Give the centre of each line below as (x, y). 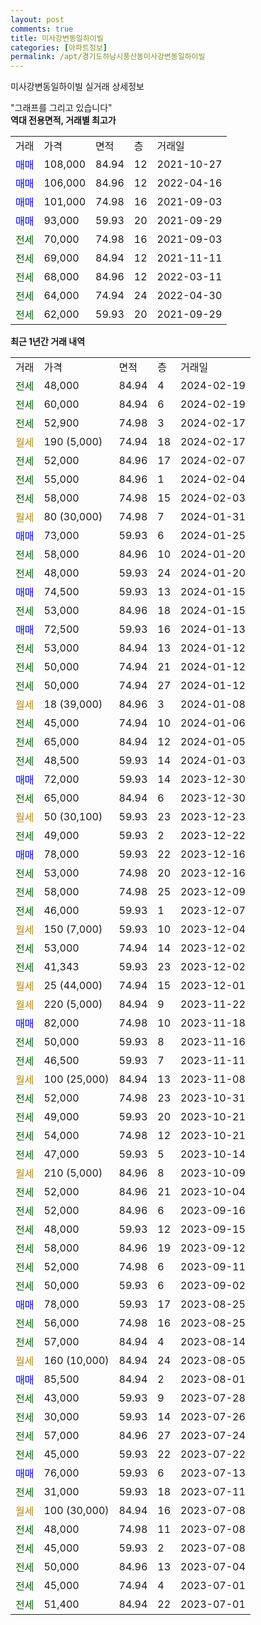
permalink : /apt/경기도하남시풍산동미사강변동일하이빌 (108, 57)
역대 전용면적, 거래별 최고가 (63, 120)
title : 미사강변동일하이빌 (57, 38)
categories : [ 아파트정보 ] (59, 47)
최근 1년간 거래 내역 (48, 342)
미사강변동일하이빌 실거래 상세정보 (77, 87)
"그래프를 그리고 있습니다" (61, 108)
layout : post (37, 19)
